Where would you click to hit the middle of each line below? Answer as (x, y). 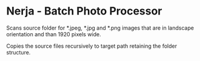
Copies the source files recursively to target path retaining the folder (92, 46)
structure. (18, 52)
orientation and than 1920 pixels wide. (54, 34)
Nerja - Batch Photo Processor (84, 11)
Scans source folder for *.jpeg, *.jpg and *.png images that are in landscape (100, 28)
